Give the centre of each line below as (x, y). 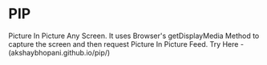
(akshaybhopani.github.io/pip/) (59, 52)
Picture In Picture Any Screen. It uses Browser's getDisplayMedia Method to (134, 36)
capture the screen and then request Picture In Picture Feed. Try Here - (126, 44)
